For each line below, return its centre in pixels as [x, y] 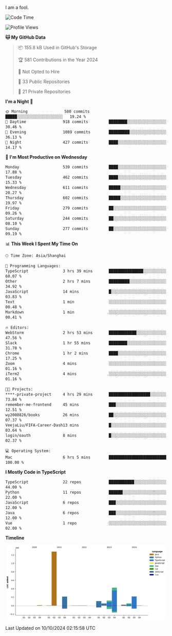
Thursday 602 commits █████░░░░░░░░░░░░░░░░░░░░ [86, 198]
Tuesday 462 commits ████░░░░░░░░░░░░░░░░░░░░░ [86, 177]
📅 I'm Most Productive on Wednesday [46, 157]
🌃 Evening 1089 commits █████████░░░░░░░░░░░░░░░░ [86, 132]
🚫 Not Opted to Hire [39, 72]
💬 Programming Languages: [33, 266]
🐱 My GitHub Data [26, 37]
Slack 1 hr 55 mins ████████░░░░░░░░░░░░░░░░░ [86, 343]
